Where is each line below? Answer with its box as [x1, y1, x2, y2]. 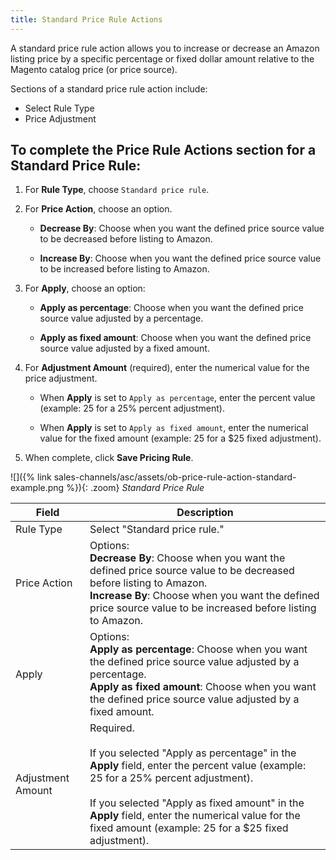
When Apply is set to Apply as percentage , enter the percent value [39, 392, 316, 404]
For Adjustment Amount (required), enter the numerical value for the [24, 362, 310, 374]
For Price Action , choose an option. [24, 203, 173, 215]
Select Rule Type [24, 102, 95, 114]
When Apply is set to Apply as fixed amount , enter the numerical [39, 422, 309, 434]
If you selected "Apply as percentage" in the [89, 746, 297, 760]
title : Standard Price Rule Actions [10, 14, 163, 25]
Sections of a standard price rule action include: [10, 82, 208, 95]
